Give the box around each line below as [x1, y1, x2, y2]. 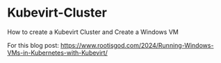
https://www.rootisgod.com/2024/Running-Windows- [60, 41, 214, 49]
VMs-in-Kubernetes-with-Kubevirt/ [7, 48, 108, 57]
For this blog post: [7, 41, 59, 49]
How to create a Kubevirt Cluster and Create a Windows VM [7, 28, 179, 36]
